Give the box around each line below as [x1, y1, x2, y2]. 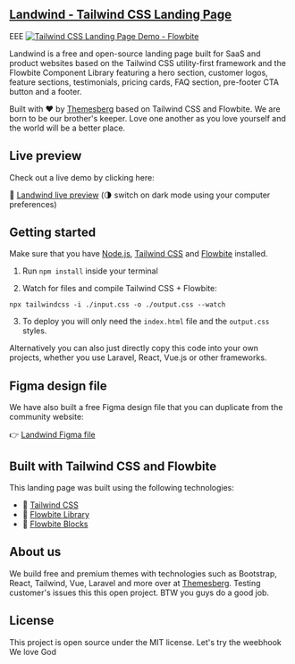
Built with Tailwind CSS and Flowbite [9, 458, 217, 474]
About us [9, 544, 62, 559]
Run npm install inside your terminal [21, 265, 158, 276]
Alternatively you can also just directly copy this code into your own [9, 343, 259, 354]
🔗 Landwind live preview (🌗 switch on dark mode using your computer [9, 189, 271, 200]
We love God [9, 646, 56, 657]
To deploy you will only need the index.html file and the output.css [21, 316, 270, 327]
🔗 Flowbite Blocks [21, 518, 88, 530]
